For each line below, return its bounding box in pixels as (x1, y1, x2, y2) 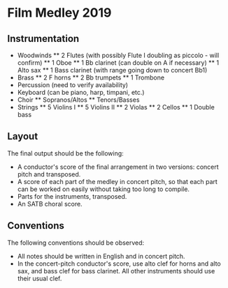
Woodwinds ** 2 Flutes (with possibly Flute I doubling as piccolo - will (17, 51, 220, 59)
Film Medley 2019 (7, 5, 112, 21)
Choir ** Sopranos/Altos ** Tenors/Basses (17, 96, 140, 104)
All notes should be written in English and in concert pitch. (17, 252, 185, 260)
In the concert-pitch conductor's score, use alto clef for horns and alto (17, 259, 222, 268)
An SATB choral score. (17, 199, 83, 208)
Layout (7, 130, 38, 142)
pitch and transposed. (17, 169, 81, 179)
